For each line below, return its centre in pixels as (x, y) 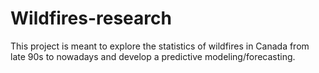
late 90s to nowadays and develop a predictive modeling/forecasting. (153, 56)
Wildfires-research (91, 18)
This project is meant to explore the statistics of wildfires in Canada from (160, 46)
